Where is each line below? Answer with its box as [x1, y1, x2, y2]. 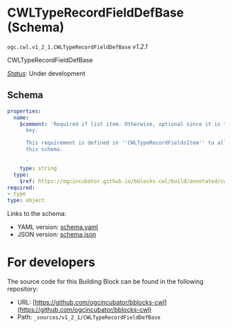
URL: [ [17, 298, 36, 307]
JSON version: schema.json [17, 230, 97, 239]
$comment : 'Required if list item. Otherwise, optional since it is [19, 120, 221, 127]
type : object [7, 197, 45, 204]
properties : [7, 107, 41, 115]
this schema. [25, 146, 64, 153]
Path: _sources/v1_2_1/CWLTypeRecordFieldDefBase [17, 313, 161, 321]
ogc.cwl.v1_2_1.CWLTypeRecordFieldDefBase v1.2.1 [7, 42, 148, 51]
